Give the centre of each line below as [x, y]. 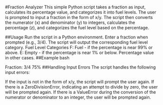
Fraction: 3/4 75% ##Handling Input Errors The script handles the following [81, 67]
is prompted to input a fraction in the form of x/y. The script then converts [79, 17]
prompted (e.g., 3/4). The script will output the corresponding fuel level [77, 42]
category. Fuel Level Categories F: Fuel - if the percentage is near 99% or [79, 47]
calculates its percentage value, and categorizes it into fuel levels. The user [81, 12]
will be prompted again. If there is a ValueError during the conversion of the [81, 92]
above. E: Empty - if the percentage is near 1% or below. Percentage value [80, 52]
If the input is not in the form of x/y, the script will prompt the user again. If [80, 82]
